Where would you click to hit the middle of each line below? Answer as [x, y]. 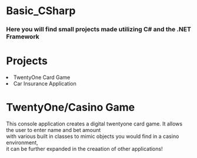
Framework [23, 37]
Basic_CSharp [41, 11]
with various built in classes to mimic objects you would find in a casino [93, 136]
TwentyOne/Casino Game [71, 108]
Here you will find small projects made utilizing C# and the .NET [98, 29]
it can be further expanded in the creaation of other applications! [84, 149]
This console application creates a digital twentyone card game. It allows [94, 124]
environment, [22, 142]
